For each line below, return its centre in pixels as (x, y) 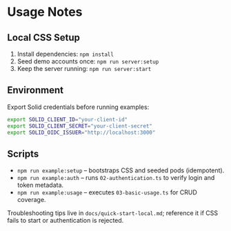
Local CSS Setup (44, 38)
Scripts (23, 153)
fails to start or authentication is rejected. (66, 221)
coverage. (31, 200)
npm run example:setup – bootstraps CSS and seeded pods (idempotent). (121, 170)
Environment (36, 90)
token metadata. (40, 185)
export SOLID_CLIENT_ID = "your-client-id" (68, 119)
